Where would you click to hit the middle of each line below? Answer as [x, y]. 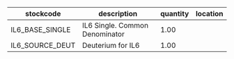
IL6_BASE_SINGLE [41, 29]
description [118, 14]
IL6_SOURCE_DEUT [43, 45]
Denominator [104, 34]
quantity [174, 14]
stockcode [43, 14]
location [210, 14]
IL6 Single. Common [115, 25]
